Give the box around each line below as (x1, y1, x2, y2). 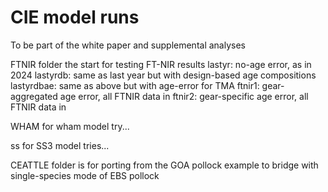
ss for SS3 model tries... (10, 139, 110, 151)
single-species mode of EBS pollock (10, 169, 160, 181)
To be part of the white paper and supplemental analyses (10, 39, 246, 51)
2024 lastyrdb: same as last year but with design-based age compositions (10, 69, 317, 81)
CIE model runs (10, 6, 140, 29)
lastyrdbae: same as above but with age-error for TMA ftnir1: (10, 79, 260, 91)
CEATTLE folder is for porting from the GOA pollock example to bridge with (10, 159, 319, 171)
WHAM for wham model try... (10, 120, 130, 132)
